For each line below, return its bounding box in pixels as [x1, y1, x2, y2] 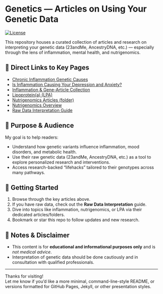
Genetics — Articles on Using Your [5, 3, 147, 15]
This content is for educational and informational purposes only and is [12, 244, 156, 250]
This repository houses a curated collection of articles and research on [5, 39, 147, 45]
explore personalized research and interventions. [12, 159, 111, 165]
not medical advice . [12, 249, 52, 255]
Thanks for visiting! [5, 273, 44, 279]
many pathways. [12, 169, 45, 175]
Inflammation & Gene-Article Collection [12, 86, 90, 93]
